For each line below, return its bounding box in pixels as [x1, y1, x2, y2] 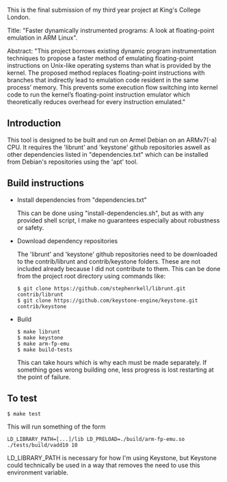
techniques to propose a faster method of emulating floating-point [7, 54, 193, 62]
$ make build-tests [16, 346, 73, 353]
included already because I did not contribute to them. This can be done [16, 264, 221, 272]
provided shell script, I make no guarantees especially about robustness [16, 216, 220, 225]
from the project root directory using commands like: [16, 272, 166, 280]
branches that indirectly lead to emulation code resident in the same [7, 76, 199, 84]
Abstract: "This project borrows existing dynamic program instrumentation [7, 47, 217, 55]
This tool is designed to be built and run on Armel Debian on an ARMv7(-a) [7, 136, 217, 144]
